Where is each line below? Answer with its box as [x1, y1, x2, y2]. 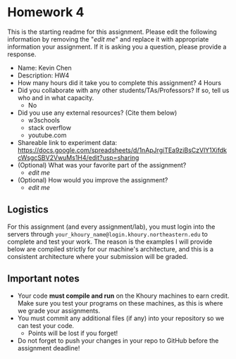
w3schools [27, 115, 60, 124]
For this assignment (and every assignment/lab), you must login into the [7, 222, 216, 231]
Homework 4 [7, 4, 85, 20]
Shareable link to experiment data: [17, 138, 118, 146]
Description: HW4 [17, 71, 70, 80]
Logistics [7, 203, 49, 215]
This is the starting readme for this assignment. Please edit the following [7, 27, 217, 36]
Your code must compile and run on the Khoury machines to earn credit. [17, 291, 230, 300]
